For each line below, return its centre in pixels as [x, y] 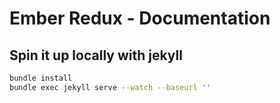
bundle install [41, 78]
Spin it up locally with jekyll [96, 55]
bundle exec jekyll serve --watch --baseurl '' [110, 87]
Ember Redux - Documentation [140, 18]
